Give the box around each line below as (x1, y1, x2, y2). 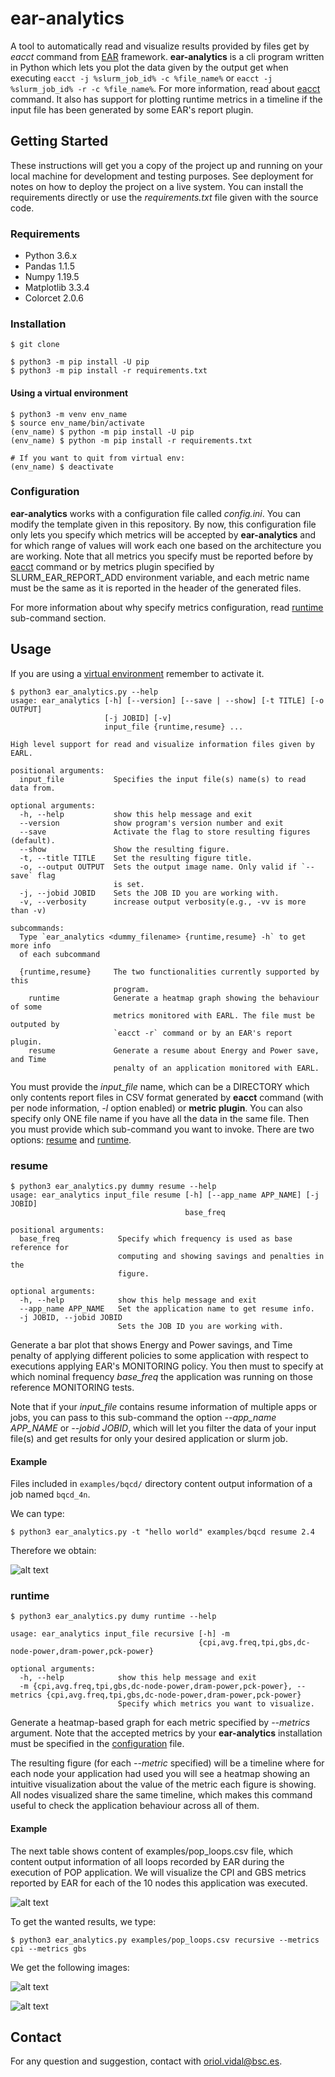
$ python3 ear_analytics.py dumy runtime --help (10, 1612, 217, 1622)
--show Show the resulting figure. (19, 844, 230, 854)
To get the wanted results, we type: (10, 1915, 157, 1927)
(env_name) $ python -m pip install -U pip (10, 427, 195, 437)
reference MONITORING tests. (10, 1381, 135, 1393)
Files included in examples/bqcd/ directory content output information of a (10, 1478, 313, 1490)
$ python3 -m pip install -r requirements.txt (10, 366, 208, 376)
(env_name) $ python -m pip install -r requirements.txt (10, 435, 253, 446)
